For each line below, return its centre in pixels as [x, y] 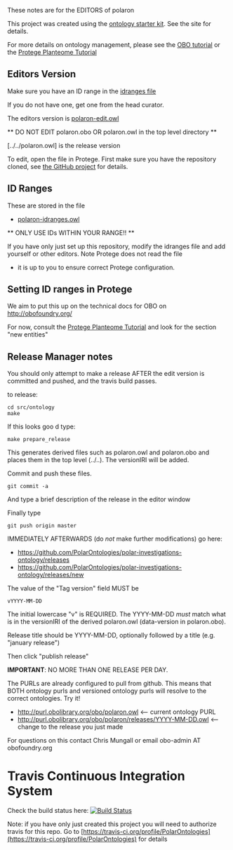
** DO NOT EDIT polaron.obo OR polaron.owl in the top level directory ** [112, 132]
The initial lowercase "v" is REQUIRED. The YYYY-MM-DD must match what [116, 614]
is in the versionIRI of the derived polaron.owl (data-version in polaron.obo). [117, 622]
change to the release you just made [70, 727]
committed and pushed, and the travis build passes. [82, 381]
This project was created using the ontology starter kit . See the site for [109, 23]
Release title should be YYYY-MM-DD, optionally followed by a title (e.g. [111, 635]
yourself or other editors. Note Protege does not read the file [95, 254]
